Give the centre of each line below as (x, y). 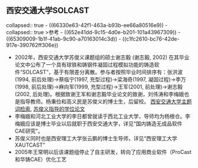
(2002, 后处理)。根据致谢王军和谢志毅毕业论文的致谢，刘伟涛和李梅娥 (99, 94)
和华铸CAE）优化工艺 (40, 159)
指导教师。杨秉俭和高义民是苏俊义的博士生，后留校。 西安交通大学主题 (106, 101)
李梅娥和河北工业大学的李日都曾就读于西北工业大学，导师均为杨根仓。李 (102, 116)
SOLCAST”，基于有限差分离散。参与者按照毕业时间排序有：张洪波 (102, 72)
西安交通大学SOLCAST (48, 11)
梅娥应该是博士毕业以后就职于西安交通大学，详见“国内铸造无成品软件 (98, 123)
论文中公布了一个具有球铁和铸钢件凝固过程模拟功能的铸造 (84, 64)
